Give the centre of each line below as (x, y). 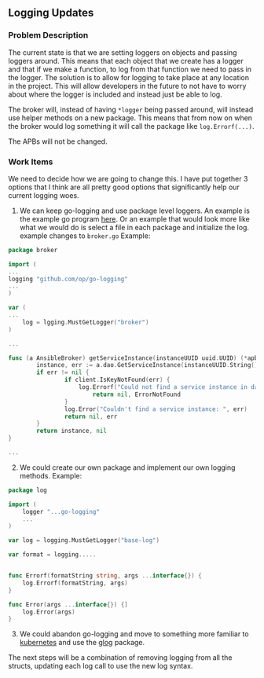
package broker (33, 250)
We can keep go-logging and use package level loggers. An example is (134, 211)
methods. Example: (51, 475)
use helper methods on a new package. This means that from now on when (130, 118)
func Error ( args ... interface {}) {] (68, 604)
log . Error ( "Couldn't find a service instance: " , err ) (156, 409)
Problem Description (48, 35)
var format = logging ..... (52, 555)
